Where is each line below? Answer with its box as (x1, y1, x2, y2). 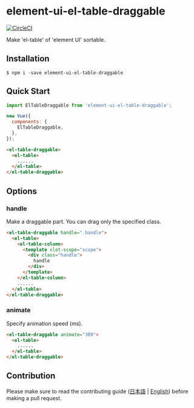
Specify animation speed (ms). (6, 319, 83, 327)
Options (6, 186, 38, 196)
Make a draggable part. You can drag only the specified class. (6, 218, 162, 225)
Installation (6, 53, 50, 64)
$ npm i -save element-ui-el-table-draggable (6, 70, 123, 76)
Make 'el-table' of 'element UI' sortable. (6, 36, 106, 43)
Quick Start (6, 86, 50, 96)
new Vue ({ (6, 113, 32, 119)
